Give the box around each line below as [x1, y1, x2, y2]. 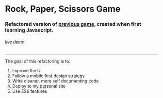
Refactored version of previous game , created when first [5, 21, 142, 28]
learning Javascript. [5, 27, 54, 33]
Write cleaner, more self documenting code [12, 78, 99, 84]
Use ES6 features [12, 88, 48, 94]
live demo [5, 39, 25, 45]
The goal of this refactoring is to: [5, 58, 70, 64]
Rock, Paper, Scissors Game [5, 3, 121, 15]
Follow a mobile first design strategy [12, 73, 85, 79]
